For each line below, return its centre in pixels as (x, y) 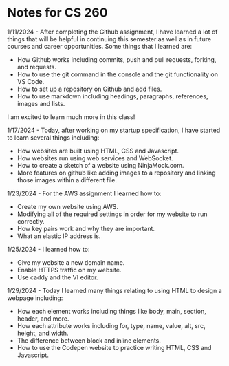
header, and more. (43, 319)
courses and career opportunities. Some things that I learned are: (100, 46)
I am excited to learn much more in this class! (71, 117)
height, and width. (43, 333)
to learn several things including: (53, 137)
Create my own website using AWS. (68, 206)
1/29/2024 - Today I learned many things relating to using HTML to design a (115, 290)
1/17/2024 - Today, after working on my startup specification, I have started (114, 130)
